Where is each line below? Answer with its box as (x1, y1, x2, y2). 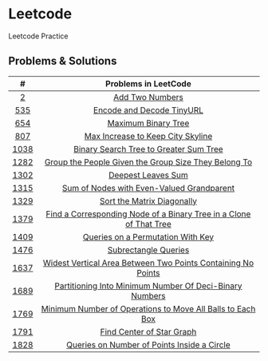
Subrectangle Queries (107, 244, 190, 256)
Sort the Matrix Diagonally (99, 195, 198, 206)
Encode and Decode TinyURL (93, 105, 203, 116)
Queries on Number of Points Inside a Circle (66, 339, 231, 350)
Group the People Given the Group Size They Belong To (44, 157, 253, 168)
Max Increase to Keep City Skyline (84, 130, 213, 141)
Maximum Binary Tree (107, 117, 190, 129)
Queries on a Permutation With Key (82, 231, 214, 242)
